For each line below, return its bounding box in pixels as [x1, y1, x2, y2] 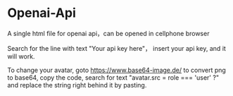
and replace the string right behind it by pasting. [7, 80, 147, 89]
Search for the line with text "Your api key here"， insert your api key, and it [7, 44, 227, 52]
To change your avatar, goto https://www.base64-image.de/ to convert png [7, 66, 227, 74]
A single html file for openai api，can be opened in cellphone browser [7, 29, 210, 37]
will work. [7, 52, 35, 61]
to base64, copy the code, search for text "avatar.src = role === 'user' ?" [7, 73, 220, 82]
